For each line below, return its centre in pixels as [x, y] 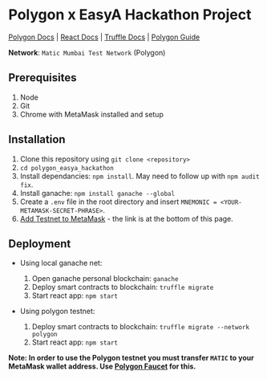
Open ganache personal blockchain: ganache [105, 279]
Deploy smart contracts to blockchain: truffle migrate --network [141, 327]
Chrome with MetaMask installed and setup [92, 114]
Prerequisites [42, 78]
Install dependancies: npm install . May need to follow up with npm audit [140, 176]
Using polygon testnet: [57, 312]
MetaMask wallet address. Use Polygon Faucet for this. [102, 366]
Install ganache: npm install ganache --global [97, 193]
